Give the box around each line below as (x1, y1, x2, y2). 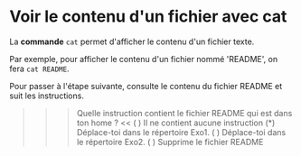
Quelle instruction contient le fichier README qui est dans (76, 107, 293, 118)
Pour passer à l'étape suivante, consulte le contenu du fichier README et (9, 80, 283, 91)
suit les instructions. (9, 90, 84, 101)
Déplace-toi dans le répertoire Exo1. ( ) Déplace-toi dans (76, 126, 287, 137)
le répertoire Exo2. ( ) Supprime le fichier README (76, 136, 264, 147)
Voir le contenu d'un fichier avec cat (9, 6, 287, 27)
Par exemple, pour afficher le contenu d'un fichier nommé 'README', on (9, 53, 278, 64)
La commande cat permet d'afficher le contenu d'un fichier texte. (9, 36, 255, 47)
